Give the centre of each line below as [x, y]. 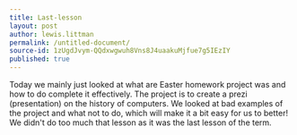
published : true [39, 59]
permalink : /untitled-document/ [70, 42]
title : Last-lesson [46, 17]
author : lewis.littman [52, 34]
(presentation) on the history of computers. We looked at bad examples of [146, 103]
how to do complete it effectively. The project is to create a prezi [129, 94]
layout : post [34, 26]
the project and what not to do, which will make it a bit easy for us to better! [149, 113]
